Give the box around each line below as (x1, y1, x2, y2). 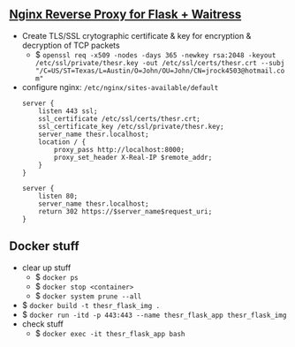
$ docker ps (34, 271, 79, 282)
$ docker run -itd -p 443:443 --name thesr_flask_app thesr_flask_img (21, 309, 287, 320)
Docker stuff (9, 238, 79, 254)
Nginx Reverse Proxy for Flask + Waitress (9, 7, 242, 22)
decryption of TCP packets (21, 40, 121, 50)
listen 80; (38, 192, 79, 200)
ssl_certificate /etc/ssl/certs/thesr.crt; (38, 114, 200, 123)
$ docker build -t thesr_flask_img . (21, 299, 161, 310)
